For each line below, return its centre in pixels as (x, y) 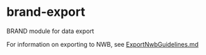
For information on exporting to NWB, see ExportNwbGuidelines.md (103, 44)
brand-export (46, 12)
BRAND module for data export (50, 31)
